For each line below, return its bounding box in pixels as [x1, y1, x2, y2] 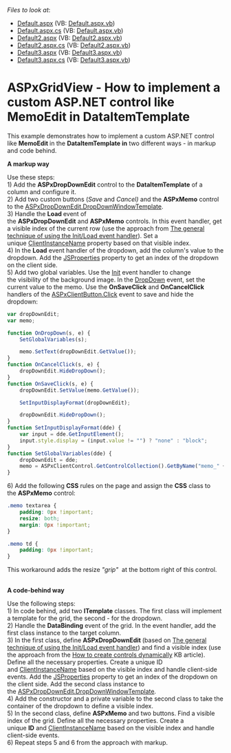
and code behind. [7, 146, 57, 154]
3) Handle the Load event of [7, 209, 87, 218]
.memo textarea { [7, 502, 57, 509]
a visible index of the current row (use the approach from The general [7, 224, 205, 233]
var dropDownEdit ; [7, 310, 60, 317]
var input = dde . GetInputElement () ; [19, 431, 125, 438]
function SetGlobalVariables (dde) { [7, 450, 112, 457]
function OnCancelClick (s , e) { [7, 361, 100, 368]
